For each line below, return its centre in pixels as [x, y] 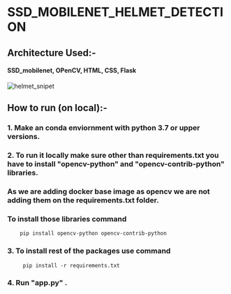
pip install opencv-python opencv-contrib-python [94, 234]
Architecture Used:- [52, 53]
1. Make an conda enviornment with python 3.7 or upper [104, 128]
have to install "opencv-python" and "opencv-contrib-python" [116, 164]
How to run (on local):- [57, 108]
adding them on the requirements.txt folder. [83, 200]
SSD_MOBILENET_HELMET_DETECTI [115, 12]
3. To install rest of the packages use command [89, 251]
